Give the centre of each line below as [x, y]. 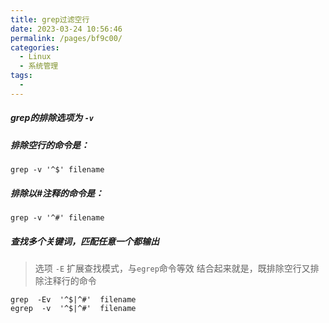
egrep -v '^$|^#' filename [73, 309]
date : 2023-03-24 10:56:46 [66, 29]
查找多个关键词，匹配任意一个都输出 [85, 241]
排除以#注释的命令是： [57, 193]
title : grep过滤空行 [50, 19]
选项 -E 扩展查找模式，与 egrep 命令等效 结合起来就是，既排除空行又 [172, 268]
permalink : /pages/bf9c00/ [66, 38]
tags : [21, 76]
